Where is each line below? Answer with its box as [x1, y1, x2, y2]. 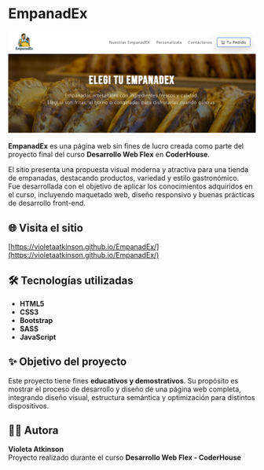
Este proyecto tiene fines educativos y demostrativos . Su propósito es [8, 376, 239, 385]
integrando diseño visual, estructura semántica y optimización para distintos [8, 392, 255, 402]
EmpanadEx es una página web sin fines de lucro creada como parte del [8, 141, 244, 151]
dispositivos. [8, 401, 49, 410]
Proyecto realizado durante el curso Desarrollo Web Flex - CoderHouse [8, 453, 241, 462]
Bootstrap [19, 315, 53, 325]
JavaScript [19, 332, 57, 342]
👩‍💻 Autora [8, 424, 59, 437]
